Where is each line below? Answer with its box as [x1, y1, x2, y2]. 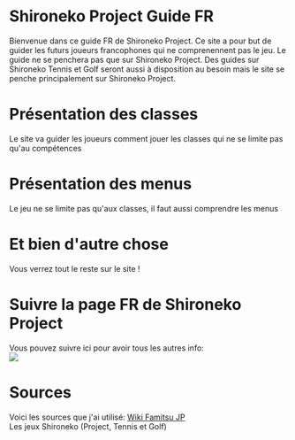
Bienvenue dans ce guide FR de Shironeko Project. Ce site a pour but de [9, 35, 272, 46]
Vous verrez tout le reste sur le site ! [9, 263, 140, 274]
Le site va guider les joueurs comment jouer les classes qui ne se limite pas [9, 133, 284, 143]
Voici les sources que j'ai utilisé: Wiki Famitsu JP [9, 412, 185, 422]
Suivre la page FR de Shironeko [9, 294, 242, 314]
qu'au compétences [9, 143, 82, 153]
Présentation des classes [9, 104, 199, 125]
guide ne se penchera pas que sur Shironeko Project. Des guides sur [9, 54, 260, 65]
